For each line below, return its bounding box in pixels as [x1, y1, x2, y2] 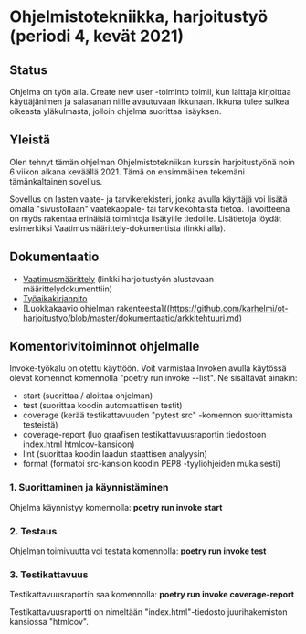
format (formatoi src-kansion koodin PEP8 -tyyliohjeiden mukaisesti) [22, 459, 281, 470]
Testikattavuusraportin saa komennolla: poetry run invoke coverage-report [9, 589, 295, 600]
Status [9, 62, 48, 78]
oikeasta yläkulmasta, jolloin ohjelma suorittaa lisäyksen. [9, 106, 222, 116]
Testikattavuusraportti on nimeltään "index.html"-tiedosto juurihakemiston [9, 607, 288, 618]
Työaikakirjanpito [22, 292, 88, 303]
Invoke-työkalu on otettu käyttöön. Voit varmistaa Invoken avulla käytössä [9, 363, 287, 374]
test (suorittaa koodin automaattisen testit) [22, 400, 183, 411]
